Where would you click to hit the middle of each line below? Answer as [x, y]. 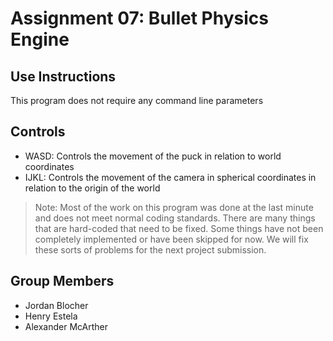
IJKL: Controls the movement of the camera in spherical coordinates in [170, 177]
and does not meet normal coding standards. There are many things [175, 218]
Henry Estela [51, 316]
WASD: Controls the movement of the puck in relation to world [153, 156]
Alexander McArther [66, 326]
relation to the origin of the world [92, 188]
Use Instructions [63, 76]
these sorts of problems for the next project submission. [150, 249]
